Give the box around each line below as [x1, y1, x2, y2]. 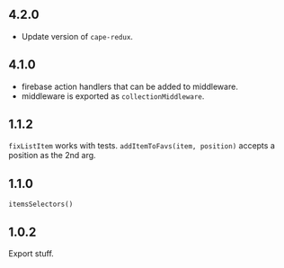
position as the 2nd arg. [8, 150, 96, 161]
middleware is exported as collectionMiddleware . [21, 90, 205, 102]
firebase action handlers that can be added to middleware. [21, 81, 239, 92]
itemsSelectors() [8, 200, 74, 210]
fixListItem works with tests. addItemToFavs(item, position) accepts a [8, 140, 276, 151]
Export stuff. [8, 248, 55, 259]
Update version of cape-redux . [21, 31, 134, 41]
